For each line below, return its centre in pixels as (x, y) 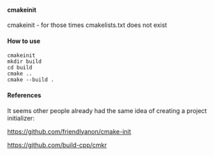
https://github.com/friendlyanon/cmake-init (69, 131)
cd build (20, 68)
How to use (24, 41)
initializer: (21, 118)
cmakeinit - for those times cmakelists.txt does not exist (87, 25)
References (24, 95)
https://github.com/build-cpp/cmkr (57, 145)
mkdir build (24, 62)
